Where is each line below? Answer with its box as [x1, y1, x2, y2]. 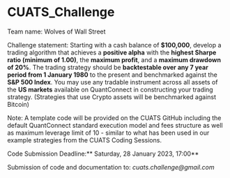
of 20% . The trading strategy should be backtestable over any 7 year [7, 63, 209, 71]
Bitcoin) [7, 100, 30, 108]
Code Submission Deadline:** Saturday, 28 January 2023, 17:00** [7, 149, 199, 158]
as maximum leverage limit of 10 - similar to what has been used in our [7, 128, 210, 137]
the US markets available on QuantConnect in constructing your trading [7, 85, 214, 94]
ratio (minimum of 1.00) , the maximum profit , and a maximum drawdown [7, 55, 222, 64]
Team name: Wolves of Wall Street [7, 27, 106, 36]
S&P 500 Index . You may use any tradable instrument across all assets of [7, 77, 218, 86]
